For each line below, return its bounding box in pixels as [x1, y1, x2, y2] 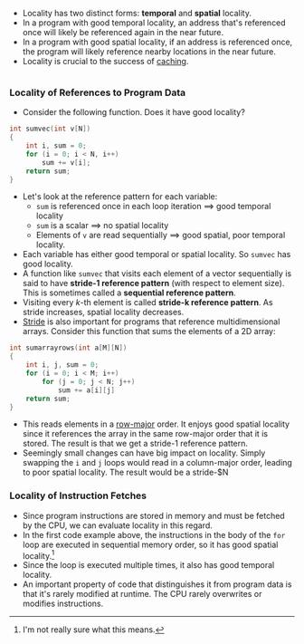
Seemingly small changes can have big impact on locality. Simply [22, 447, 266, 458]
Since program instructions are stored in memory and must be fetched [22, 510, 285, 521]
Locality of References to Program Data [9, 86, 186, 99]
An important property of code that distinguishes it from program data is [22, 579, 292, 590]
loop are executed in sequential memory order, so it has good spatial [22, 539, 279, 550]
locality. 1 [22, 548, 55, 561]
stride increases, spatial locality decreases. [22, 307, 185, 318]
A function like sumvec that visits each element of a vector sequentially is [22, 268, 292, 279]
